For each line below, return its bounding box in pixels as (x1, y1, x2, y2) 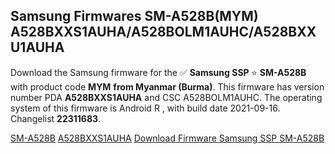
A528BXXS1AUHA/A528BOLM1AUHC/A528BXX (10, 24, 317, 41)
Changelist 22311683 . (10, 112, 102, 124)
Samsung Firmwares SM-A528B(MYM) (10, 8, 259, 25)
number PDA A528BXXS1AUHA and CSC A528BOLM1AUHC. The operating (10, 91, 323, 103)
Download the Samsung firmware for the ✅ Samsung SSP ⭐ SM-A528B (10, 66, 307, 78)
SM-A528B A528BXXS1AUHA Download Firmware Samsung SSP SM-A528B (10, 132, 325, 144)
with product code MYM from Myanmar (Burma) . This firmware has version (10, 80, 325, 93)
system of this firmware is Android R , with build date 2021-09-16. (10, 102, 281, 114)
